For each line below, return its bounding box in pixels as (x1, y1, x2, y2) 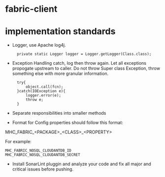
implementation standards (5, 26, 116, 37)
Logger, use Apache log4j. (12, 42, 66, 48)
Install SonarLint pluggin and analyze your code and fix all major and (12, 161, 151, 167)
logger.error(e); (25, 93, 62, 98)
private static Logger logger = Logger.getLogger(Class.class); (17, 51, 152, 57)
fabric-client (5, 3, 58, 15)
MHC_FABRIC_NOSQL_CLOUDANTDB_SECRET (5, 152, 80, 157)
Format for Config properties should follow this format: (12, 120, 123, 126)
